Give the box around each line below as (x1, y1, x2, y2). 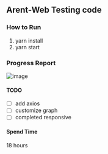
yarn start (15, 43, 40, 51)
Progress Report (6, 58, 56, 67)
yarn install (15, 37, 43, 44)
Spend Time (6, 128, 38, 135)
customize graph (15, 107, 58, 114)
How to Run (6, 23, 41, 32)
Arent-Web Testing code (6, 5, 102, 15)
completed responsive (15, 114, 72, 121)
